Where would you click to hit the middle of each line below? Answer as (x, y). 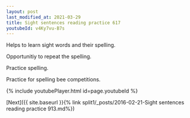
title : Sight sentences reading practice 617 (63, 23)
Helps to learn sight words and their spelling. (61, 45)
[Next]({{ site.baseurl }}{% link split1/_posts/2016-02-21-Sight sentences (95, 103)
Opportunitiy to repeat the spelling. (49, 56)
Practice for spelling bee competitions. (53, 79)
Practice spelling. (27, 68)
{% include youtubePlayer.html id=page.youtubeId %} (72, 91)
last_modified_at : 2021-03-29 (44, 17)
